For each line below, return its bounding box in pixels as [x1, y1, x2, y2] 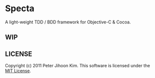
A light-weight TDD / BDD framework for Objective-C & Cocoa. [5, 19, 131, 25]
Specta [5, 3, 35, 14]
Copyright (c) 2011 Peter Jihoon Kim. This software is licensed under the [5, 63, 150, 69]
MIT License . [5, 68, 31, 74]
